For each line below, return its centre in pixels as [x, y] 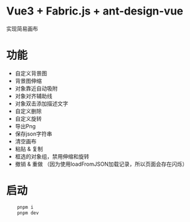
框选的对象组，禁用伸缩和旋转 [52, 156]
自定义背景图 [31, 73]
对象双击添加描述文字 [41, 103]
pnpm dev [28, 213]
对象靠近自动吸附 [36, 88]
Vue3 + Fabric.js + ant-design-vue [95, 11]
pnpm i [25, 207]
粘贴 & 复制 [29, 149]
